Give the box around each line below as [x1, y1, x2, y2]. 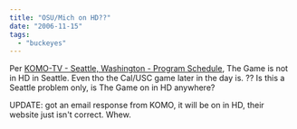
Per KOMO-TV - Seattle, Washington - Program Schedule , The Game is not [9, 63, 288, 74]
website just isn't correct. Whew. [9, 109, 131, 120]
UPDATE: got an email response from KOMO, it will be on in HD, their [9, 100, 264, 111]
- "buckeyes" [17, 38, 67, 48]
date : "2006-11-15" [9, 22, 83, 31]
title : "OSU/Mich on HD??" [9, 13, 111, 23]
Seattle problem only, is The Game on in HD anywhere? [9, 82, 216, 93]
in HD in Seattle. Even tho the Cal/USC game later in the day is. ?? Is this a [9, 73, 285, 84]
